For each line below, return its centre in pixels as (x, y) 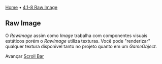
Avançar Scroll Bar (25, 56)
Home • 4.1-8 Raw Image (31, 7)
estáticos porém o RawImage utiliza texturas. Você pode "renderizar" (78, 41)
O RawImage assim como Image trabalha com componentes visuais (76, 36)
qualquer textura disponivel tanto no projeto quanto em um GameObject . (81, 46)
